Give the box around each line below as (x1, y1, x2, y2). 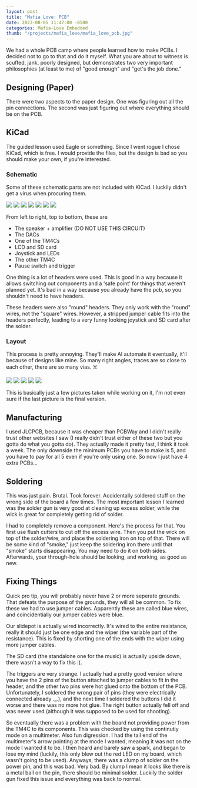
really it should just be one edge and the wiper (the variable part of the (6, 629, 178, 636)
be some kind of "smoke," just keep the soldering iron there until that (6, 540, 173, 547)
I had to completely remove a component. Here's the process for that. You (6, 522, 186, 529)
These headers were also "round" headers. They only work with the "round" (6, 304, 191, 311)
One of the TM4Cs (14, 238, 60, 245)
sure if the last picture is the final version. (6, 395, 106, 403)
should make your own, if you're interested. (6, 155, 112, 162)
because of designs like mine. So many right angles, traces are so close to (6, 357, 186, 364)
